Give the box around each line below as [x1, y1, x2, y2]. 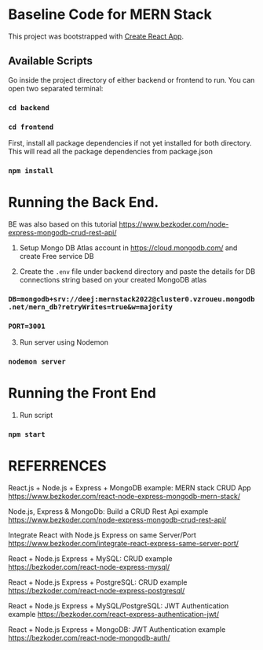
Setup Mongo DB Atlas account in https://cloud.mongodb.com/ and [19, 242, 238, 253]
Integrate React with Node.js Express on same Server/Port [8, 530, 196, 540]
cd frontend [8, 122, 54, 131]
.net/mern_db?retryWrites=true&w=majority [8, 302, 173, 312]
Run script [19, 410, 53, 419]
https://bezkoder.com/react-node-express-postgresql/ [8, 585, 185, 595]
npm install [8, 166, 54, 175]
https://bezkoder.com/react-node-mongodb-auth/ [8, 633, 170, 642]
